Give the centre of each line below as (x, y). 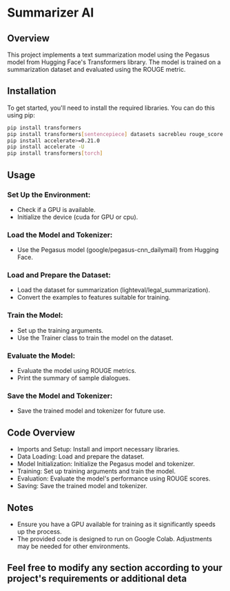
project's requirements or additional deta (97, 579)
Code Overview (41, 433)
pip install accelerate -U (46, 147)
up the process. (39, 531)
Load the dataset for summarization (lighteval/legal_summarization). (114, 290)
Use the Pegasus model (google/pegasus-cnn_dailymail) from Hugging (118, 250)
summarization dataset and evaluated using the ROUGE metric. (96, 69)
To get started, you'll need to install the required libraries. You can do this (111, 108)
